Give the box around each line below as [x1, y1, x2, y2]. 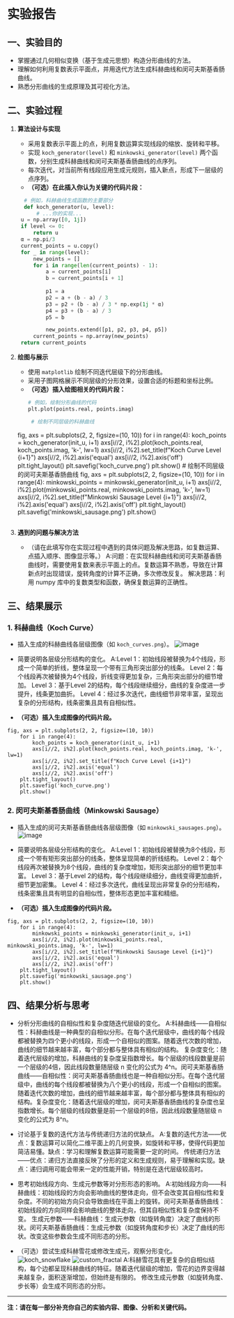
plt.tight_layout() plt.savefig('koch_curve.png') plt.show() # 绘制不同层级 [17, 461, 225, 470]
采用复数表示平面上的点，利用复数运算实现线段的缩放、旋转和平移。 [27, 139, 224, 147]
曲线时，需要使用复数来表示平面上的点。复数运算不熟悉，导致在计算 [27, 560, 224, 569]
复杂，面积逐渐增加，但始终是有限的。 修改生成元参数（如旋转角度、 [29, 1273, 227, 1282]
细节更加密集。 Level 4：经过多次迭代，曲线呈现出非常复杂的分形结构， [17, 880, 224, 889]
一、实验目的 [7, 36, 63, 48]
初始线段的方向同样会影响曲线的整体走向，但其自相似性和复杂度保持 [17, 1206, 213, 1215]
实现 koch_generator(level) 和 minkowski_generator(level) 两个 [27, 148, 212, 156]
